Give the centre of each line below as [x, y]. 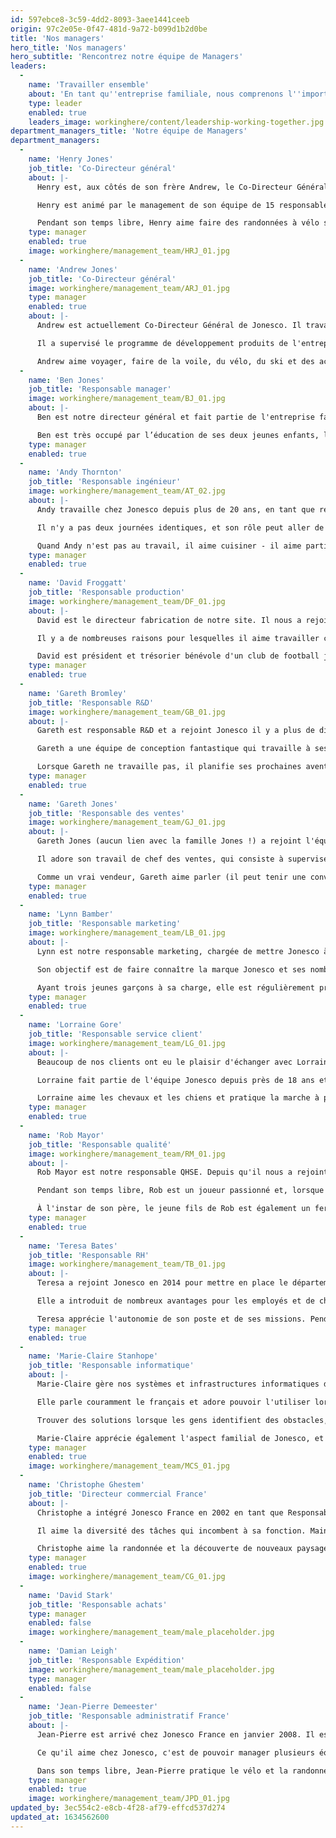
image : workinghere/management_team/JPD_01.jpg [129, 1799]
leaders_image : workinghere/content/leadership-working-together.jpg [176, 122]
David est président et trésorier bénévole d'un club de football [178, 656]
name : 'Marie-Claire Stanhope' [93, 1356]
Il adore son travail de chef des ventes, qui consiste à [160, 859]
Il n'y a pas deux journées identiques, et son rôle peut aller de [180, 527]
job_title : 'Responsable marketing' [105, 924]
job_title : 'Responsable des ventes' [107, 813]
